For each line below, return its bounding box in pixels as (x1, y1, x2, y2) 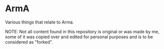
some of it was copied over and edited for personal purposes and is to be (5, 34, 153, 40)
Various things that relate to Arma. (5, 19, 74, 25)
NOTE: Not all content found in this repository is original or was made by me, (5, 28, 160, 34)
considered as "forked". (5, 39, 53, 45)
